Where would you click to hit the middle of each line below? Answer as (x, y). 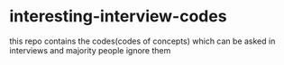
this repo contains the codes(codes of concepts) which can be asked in (142, 41)
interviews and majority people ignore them (90, 50)
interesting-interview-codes (118, 16)
